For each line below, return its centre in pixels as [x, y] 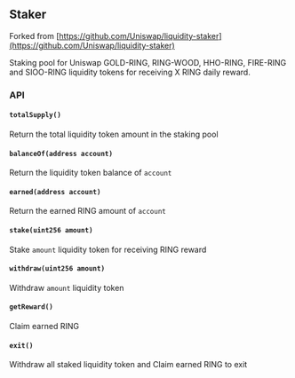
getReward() [31, 307]
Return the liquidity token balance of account [91, 173]
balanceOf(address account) [61, 154]
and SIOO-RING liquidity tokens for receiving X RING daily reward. [130, 72]
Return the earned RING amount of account [88, 211]
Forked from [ [34, 35]
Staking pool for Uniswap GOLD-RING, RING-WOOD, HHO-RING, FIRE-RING [148, 62]
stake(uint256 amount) [51, 230]
